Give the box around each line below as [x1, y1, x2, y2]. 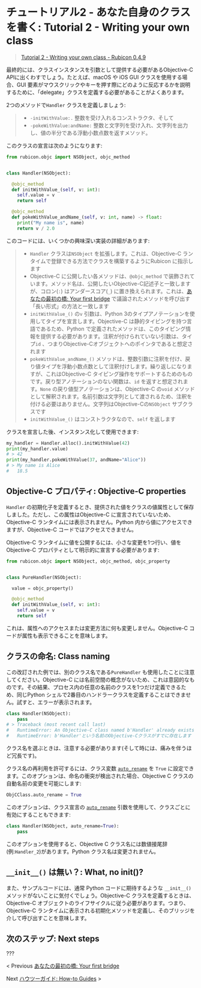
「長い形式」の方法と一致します [29, 302, 109, 310]
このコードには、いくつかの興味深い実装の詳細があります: [6, 237, 150, 244]
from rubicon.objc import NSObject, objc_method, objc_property [6, 558, 170, 564]
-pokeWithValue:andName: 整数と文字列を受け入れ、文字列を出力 [29, 122, 188, 129]
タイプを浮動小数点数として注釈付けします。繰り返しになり [40, 362, 187, 370]
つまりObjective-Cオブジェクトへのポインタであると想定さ [47, 340, 193, 347]
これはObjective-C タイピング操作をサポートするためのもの [46, 370, 193, 377]
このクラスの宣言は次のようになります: [6, 142, 103, 149]
